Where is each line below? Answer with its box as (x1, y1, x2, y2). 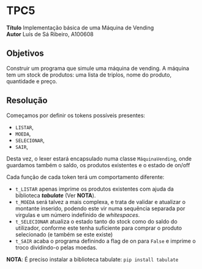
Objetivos (6, 48, 44, 59)
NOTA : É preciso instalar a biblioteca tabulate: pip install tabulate (6, 256, 179, 263)
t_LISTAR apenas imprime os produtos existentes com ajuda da (15, 185, 174, 192)
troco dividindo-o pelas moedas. (15, 243, 98, 251)
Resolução (6, 96, 48, 106)
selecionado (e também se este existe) (15, 230, 113, 238)
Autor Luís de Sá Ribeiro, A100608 (6, 30, 94, 37)
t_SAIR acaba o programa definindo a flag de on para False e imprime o (15, 237, 196, 244)
